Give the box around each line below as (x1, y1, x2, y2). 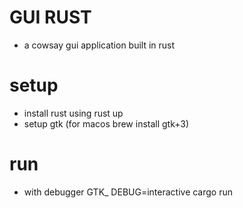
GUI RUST (9, 6, 92, 29)
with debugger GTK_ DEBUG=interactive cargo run (23, 186, 234, 198)
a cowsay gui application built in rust (23, 39, 176, 51)
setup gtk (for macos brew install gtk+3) (23, 117, 190, 130)
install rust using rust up (23, 107, 124, 119)
